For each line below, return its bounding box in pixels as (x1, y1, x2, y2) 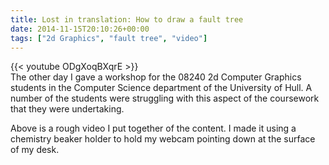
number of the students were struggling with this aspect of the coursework (10, 92, 320, 105)
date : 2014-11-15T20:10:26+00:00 (10, 24, 150, 34)
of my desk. (10, 144, 60, 156)
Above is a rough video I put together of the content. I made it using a (10, 122, 297, 135)
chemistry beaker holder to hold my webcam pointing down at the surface (10, 133, 316, 145)
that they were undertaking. (10, 103, 125, 115)
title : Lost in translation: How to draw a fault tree (10, 14, 244, 25)
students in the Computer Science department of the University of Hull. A (10, 82, 313, 94)
